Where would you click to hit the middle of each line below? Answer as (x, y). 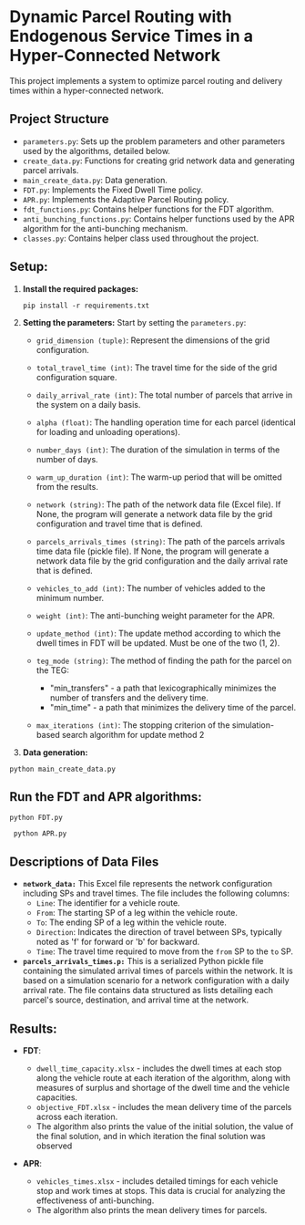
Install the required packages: (81, 288)
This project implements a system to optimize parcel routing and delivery (146, 80)
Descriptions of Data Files (84, 862)
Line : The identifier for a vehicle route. (108, 903)
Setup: (29, 267)
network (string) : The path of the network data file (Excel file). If (158, 504)
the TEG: (53, 670)
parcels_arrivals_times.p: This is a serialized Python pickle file (143, 961)
